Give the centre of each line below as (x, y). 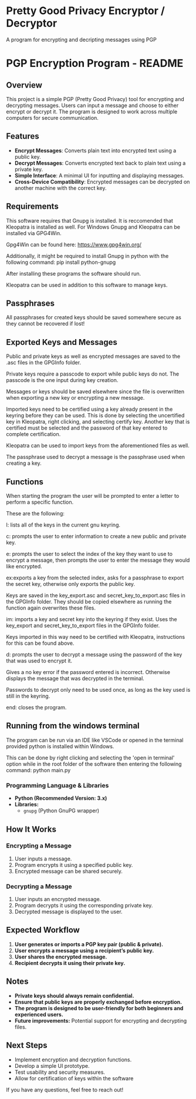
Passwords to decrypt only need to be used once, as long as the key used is (98, 690)
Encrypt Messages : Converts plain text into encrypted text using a (95, 150)
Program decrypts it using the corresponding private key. (84, 906)
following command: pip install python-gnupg (61, 262)
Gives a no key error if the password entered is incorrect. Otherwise (88, 672)
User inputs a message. (43, 859)
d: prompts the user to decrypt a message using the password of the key (94, 654)
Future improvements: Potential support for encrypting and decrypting (101, 1020)
